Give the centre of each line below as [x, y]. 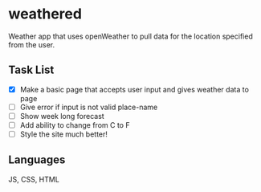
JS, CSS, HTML [34, 179]
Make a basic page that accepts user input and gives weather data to [134, 89]
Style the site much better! [64, 134]
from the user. [32, 44]
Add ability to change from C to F [75, 125]
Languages [37, 160]
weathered [45, 14]
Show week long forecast [62, 116]
